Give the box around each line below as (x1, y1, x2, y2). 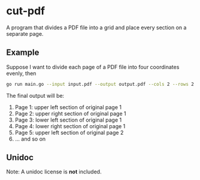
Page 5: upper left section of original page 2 (14, 129, 124, 136)
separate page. (6, 30, 44, 37)
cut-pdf (6, 4, 46, 18)
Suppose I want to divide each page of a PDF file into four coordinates (6, 63, 180, 70)
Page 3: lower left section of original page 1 (14, 116, 122, 123)
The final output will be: (6, 92, 65, 99)
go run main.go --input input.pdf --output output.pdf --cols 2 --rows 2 (6, 81, 195, 87)
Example (6, 48, 40, 58)
